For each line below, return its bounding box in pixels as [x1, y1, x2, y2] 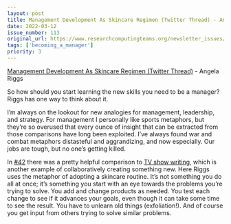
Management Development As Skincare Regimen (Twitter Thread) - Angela [7, 66, 219, 75]
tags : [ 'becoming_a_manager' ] [7, 42, 94, 49]
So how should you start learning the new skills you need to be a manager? [7, 87, 220, 96]
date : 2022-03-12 [7, 23, 57, 29]
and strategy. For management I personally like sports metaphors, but [7, 115, 205, 123]
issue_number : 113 [7, 29, 60, 36]
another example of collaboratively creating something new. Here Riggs [7, 165, 210, 173]
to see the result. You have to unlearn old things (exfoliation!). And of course [7, 201, 223, 210]
